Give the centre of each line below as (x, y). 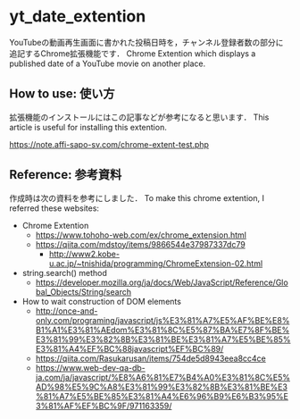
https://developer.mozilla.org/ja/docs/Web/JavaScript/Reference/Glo (162, 282)
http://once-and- (67, 311)
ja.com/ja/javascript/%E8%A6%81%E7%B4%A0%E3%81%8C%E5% (163, 377)
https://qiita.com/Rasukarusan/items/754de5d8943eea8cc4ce (150, 358)
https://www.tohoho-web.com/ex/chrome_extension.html (141, 235)
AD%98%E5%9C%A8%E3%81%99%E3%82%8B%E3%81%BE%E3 (162, 387)
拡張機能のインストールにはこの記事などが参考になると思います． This (139, 117)
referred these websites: (54, 208)
